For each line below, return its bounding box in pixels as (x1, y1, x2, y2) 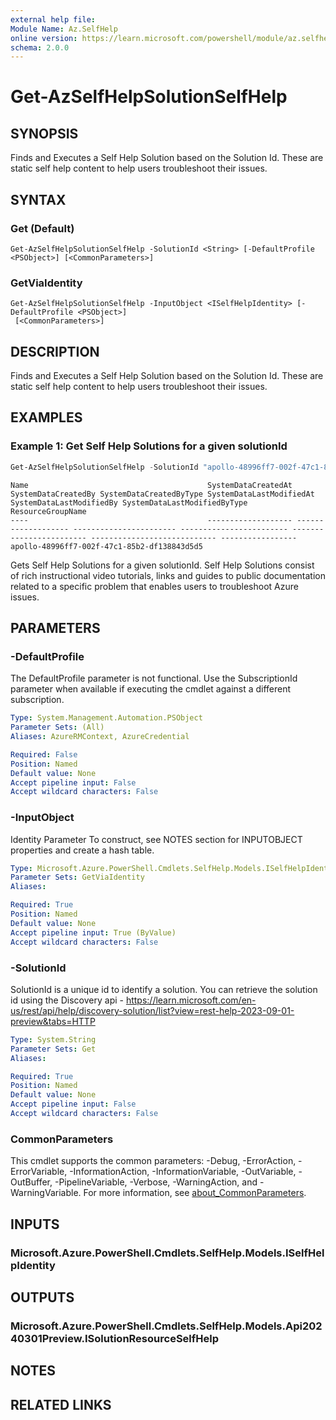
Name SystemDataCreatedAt (10, 480, 293, 490)
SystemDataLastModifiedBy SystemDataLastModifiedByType (10, 497, 248, 508)
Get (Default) (10, 221, 75, 235)
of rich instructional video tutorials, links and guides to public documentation (10, 569, 326, 581)
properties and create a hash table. (10, 844, 155, 856)
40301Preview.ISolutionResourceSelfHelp (10, 1331, 219, 1345)
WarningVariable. (10, 1187, 82, 1199)
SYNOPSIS (10, 125, 79, 142)
